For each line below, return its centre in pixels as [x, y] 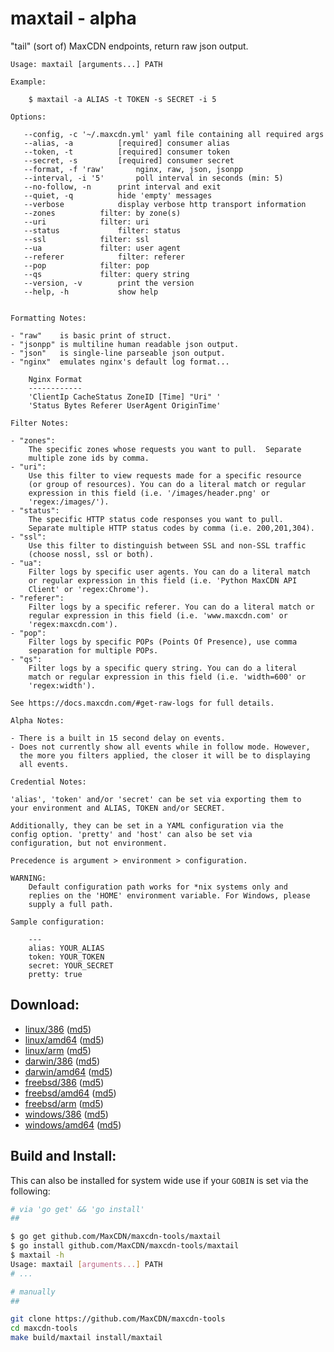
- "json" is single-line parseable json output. [118, 353]
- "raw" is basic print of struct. [91, 335]
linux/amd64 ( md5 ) [64, 1039]
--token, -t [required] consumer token [126, 152]
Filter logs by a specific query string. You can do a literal [163, 668]
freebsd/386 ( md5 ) [64, 1082]
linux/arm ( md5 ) [58, 1050]
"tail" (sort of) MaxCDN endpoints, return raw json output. [129, 46]
